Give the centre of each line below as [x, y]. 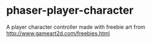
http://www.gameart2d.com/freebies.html [58, 33]
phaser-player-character [70, 10]
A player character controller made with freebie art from [76, 27]
